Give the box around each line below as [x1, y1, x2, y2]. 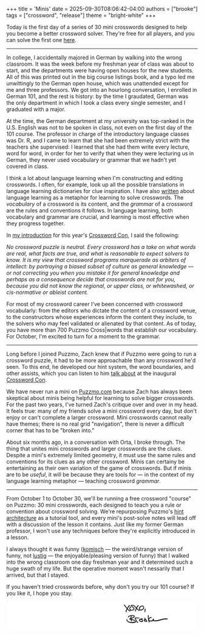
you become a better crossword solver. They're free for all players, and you [6, 30, 195, 37]
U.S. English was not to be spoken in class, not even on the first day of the [6, 124, 192, 131]
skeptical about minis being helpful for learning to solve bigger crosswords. [6, 395, 195, 401]
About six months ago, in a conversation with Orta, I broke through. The [6, 438, 185, 446]
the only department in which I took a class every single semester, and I [6, 99, 186, 106]
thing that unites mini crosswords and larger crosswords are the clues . [6, 445, 182, 452]
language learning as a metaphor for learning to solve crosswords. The [6, 194, 184, 201]
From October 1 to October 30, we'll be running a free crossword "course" [6, 495, 191, 502]
